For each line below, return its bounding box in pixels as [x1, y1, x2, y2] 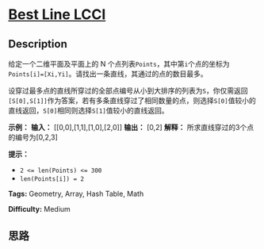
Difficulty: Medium [8, 205, 71, 213]
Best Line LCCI [8, 6, 106, 24]
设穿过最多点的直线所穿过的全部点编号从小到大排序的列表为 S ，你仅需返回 [8, 86, 248, 95]
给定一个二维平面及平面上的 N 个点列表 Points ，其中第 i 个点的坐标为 [8, 59, 230, 68]
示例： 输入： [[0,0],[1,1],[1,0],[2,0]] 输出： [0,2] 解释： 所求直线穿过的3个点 [8, 123, 254, 132]
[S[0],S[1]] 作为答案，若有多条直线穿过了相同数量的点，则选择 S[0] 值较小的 [8, 96, 256, 105]
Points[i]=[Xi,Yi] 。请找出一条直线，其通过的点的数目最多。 [8, 69, 208, 79]
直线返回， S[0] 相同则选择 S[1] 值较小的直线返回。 [8, 105, 169, 115]
